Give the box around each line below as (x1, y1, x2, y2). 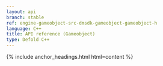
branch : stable (6, 14, 45, 20)
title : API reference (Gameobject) (6, 31, 96, 37)
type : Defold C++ (6, 37, 50, 43)
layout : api (6, 8, 36, 15)
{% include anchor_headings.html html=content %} (6, 53, 134, 60)
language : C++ (6, 25, 42, 32)
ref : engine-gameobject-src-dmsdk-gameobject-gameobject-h (6, 20, 158, 26)
